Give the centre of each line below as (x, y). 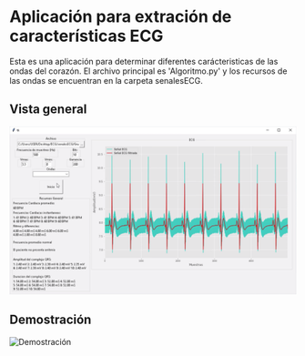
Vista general (48, 110)
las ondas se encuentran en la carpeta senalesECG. (106, 80)
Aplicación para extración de (121, 17)
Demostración (51, 320)
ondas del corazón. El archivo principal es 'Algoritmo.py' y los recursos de (148, 71)
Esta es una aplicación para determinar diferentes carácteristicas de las (144, 61)
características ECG (86, 36)
